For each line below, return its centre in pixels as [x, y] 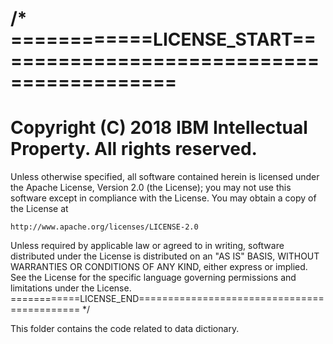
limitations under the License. [71, 288]
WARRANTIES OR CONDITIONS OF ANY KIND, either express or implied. [159, 267]
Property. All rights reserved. [134, 149]
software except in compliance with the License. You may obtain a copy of [163, 198]
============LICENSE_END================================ [167, 299]
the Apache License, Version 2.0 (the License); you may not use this [151, 188]
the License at [39, 209]
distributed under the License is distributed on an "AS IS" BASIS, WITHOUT [165, 256]
